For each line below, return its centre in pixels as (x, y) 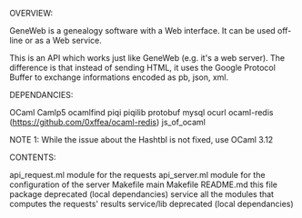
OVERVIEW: (31, 13)
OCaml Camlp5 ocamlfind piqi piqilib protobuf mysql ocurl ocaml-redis (141, 112)
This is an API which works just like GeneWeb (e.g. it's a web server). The (147, 58)
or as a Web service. (63, 40)
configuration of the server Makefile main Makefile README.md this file (143, 184)
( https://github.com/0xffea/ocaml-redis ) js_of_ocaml (108, 122)
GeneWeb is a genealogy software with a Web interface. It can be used (142, 30)
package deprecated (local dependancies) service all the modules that (142, 194)
